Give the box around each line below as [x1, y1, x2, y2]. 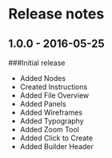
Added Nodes [19, 74, 66, 83]
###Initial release [8, 58, 66, 67]
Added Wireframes [19, 107, 82, 117]
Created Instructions [19, 82, 88, 91]
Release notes [8, 5, 105, 23]
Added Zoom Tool [19, 125, 80, 134]
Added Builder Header [19, 142, 94, 151]
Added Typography [19, 116, 84, 125]
